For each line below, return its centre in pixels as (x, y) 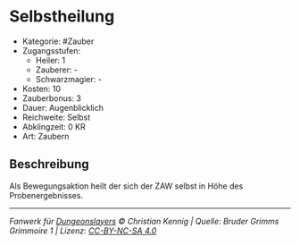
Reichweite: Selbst (56, 117)
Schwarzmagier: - (69, 79)
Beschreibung (49, 164)
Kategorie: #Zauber (58, 41)
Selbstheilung (62, 17)
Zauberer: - (57, 70)
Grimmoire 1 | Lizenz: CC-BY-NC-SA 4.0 (83, 231)
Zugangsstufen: (51, 50)
